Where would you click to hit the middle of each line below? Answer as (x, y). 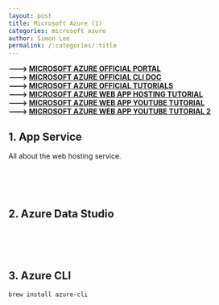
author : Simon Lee (39, 38)
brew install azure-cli (48, 295)
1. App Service (45, 136)
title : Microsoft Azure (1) (56, 23)
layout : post (30, 16)
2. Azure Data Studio (61, 214)
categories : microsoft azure (57, 31)
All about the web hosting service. (65, 156)
